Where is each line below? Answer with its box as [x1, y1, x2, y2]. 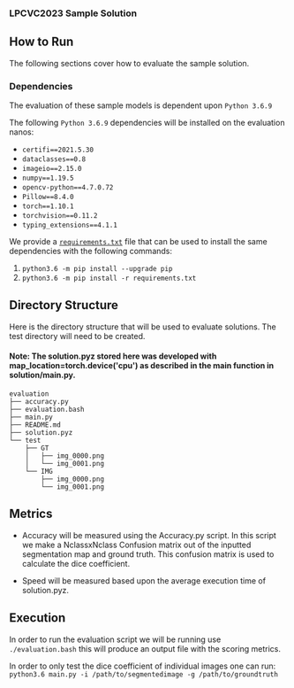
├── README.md [9, 421, 62, 429]
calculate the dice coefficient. [21, 558, 131, 568]
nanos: [9, 127, 34, 137]
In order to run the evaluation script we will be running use [9, 634, 222, 645]
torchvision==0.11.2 [21, 212, 98, 220]
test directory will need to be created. [9, 330, 146, 341]
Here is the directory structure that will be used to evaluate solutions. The [9, 321, 276, 332]
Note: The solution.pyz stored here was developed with [9, 351, 217, 361]
